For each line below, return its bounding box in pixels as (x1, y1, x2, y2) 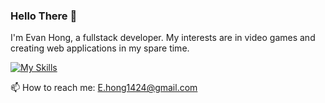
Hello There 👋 (10, 9, 78, 23)
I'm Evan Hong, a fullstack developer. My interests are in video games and (10, 32, 316, 44)
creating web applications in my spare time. (10, 42, 190, 54)
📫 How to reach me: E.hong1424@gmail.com (10, 82, 198, 94)
